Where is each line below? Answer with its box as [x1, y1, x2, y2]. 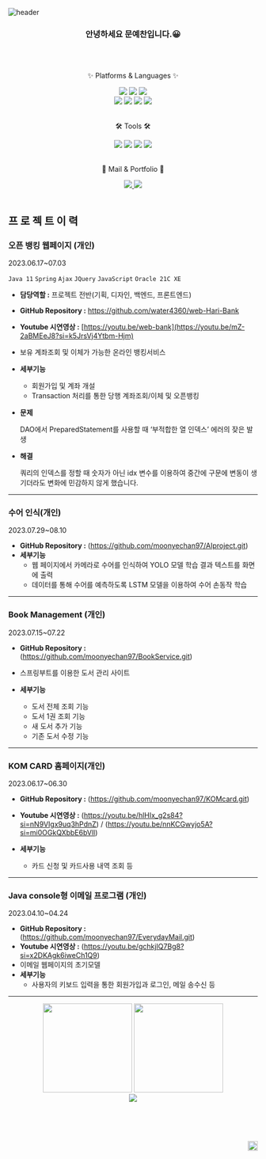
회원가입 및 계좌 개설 [31, 381, 96, 390]
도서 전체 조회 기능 [31, 701, 89, 711]
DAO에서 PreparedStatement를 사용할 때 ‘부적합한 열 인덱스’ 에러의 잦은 [19, 424, 245, 434]
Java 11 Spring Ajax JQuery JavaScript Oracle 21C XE [8, 275, 182, 283]
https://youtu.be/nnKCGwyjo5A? [107, 819, 213, 829]
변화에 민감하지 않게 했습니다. [47, 477, 139, 487]
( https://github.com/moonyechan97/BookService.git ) [19, 652, 192, 661]
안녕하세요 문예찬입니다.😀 [85, 28, 180, 40]
